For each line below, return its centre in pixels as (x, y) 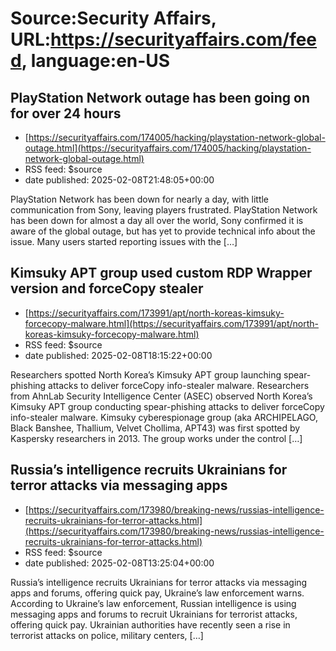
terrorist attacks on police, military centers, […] (107, 635)
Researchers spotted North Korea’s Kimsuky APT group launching (146, 374)
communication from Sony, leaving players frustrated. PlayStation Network (164, 210)
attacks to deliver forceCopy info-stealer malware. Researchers (179, 385)
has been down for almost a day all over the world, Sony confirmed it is (157, 220)
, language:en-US (96, 61)
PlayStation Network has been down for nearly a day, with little (140, 199)
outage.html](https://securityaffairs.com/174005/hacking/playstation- (168, 148)
